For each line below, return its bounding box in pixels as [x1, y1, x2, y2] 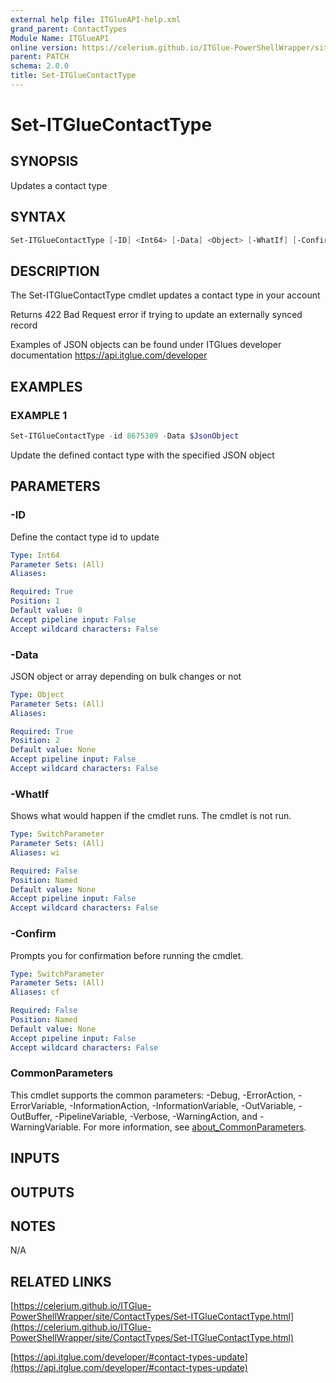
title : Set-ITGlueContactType [10, 71, 137, 81]
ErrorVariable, [10, 1099, 68, 1111]
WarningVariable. [10, 1121, 82, 1133]
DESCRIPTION [10, 262, 100, 280]
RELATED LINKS [10, 1273, 112, 1290]
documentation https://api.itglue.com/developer [10, 349, 208, 361]
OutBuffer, [10, 1110, 53, 1122]
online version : [10, 42, 78, 53]
